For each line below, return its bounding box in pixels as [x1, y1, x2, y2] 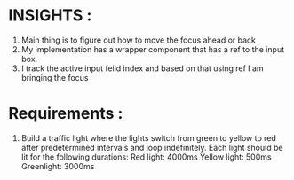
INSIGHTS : [8, 5, 92, 26]
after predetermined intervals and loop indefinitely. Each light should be [20, 142, 283, 153]
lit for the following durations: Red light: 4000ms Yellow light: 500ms [20, 152, 272, 162]
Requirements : [8, 104, 123, 124]
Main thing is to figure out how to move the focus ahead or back [20, 35, 257, 45]
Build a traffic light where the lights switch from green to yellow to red [20, 132, 277, 143]
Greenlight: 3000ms [20, 160, 95, 171]
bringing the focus [20, 72, 89, 82]
